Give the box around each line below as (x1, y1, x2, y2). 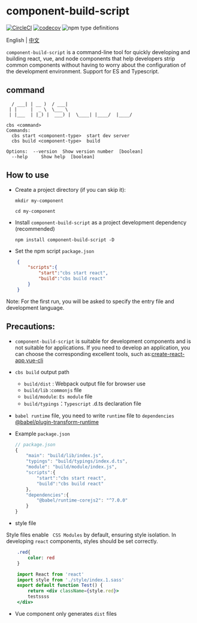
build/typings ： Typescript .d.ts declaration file (23, 400, 142, 407)
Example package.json (14, 430, 70, 437)
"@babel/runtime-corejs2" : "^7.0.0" (37, 497, 128, 503)
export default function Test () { (17, 582, 103, 589)
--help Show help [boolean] (11, 153, 95, 160)
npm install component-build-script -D (14, 236, 115, 243)
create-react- (151, 350, 185, 357)
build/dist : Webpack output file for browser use (23, 380, 146, 387)
